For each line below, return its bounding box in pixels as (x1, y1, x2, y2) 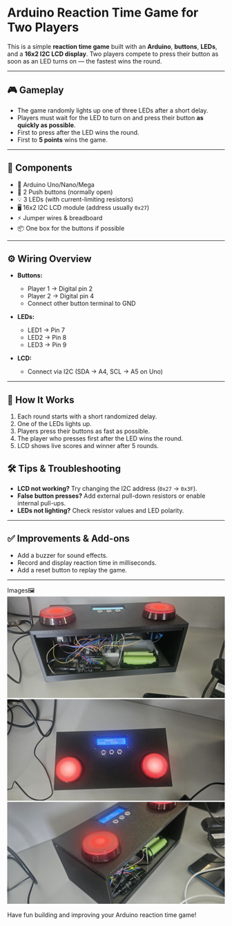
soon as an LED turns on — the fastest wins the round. (7, 57, 162, 65)
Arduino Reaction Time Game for (7, 5, 199, 21)
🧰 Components (7, 162, 72, 174)
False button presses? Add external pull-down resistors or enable (17, 492, 206, 500)
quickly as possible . (17, 121, 76, 129)
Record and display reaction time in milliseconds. (17, 558, 157, 567)
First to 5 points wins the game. (17, 135, 108, 144)
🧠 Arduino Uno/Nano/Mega (17, 180, 95, 189)
